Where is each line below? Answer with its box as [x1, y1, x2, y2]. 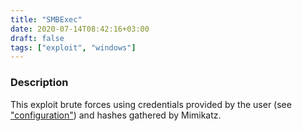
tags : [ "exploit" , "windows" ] [10, 42, 137, 53]
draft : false [10, 33, 65, 43]
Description [10, 76, 69, 90]
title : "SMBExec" [10, 14, 83, 25]
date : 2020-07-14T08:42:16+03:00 [10, 24, 150, 34]
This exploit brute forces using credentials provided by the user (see [10, 98, 292, 110]
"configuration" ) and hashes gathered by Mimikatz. [10, 109, 222, 121]
